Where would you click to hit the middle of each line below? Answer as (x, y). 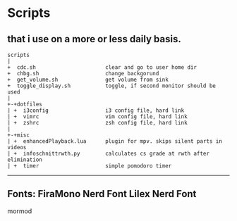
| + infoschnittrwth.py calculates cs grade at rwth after (109, 153)
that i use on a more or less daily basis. (94, 39)
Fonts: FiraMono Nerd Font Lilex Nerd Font (102, 194)
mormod (20, 211)
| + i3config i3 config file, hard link (96, 110)
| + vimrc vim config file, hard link (98, 117)
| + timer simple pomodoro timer (90, 166)
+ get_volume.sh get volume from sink (88, 80)
